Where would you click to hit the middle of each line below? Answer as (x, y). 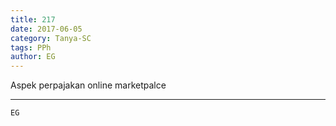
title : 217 (33, 19)
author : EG (33, 57)
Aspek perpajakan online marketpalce (88, 85)
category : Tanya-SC (51, 38)
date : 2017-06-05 (46, 29)
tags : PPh (31, 47)
